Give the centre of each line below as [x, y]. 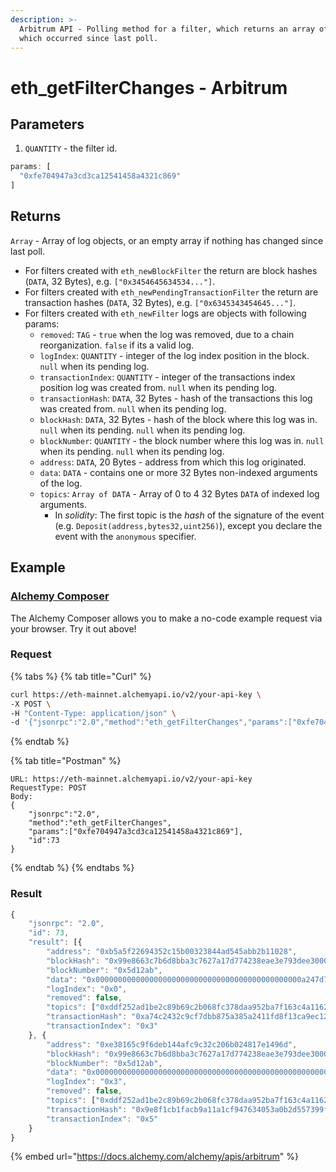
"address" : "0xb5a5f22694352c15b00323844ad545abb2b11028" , [172, 952]
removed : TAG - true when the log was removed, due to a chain [167, 334]
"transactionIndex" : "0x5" [102, 1119]
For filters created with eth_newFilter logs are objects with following [165, 313]
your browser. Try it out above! [73, 628]
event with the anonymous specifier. [125, 536]
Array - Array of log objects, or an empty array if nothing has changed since [167, 240]
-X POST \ [31, 704]
